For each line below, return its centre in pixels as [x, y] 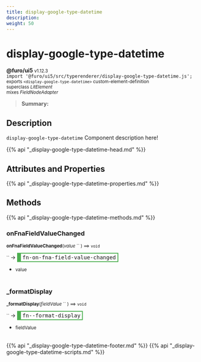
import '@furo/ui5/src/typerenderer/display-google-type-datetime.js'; [99, 76]
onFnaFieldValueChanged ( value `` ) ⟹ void [53, 246]
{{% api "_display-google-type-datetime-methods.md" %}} [81, 217]
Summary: [35, 104]
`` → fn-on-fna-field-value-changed [61, 257]
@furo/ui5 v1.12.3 [27, 70]
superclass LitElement [30, 87]
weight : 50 [20, 23]
